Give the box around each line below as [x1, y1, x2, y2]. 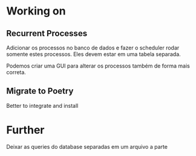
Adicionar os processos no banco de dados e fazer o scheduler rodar [6, 44, 180, 51]
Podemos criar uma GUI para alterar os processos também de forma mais [6, 62, 191, 69]
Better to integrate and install [6, 102, 79, 109]
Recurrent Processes [6, 28, 88, 39]
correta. [6, 69, 26, 76]
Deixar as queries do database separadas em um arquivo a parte [6, 143, 168, 150]
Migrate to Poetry [6, 86, 74, 96]
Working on [6, 4, 66, 18]
